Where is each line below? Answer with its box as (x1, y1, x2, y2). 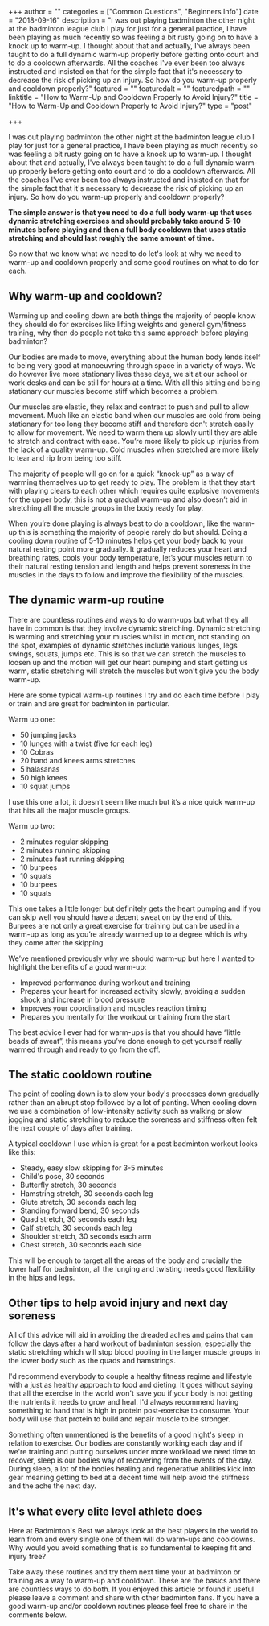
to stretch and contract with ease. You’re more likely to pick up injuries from (8, 436, 259, 445)
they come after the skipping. (8, 937, 106, 947)
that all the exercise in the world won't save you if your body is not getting (8, 1388, 253, 1398)
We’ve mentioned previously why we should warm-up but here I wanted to (8, 954, 255, 963)
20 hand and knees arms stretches (19, 755, 136, 765)
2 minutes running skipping (19, 845, 111, 854)
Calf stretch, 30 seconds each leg (19, 1223, 132, 1233)
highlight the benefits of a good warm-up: (8, 962, 147, 971)
